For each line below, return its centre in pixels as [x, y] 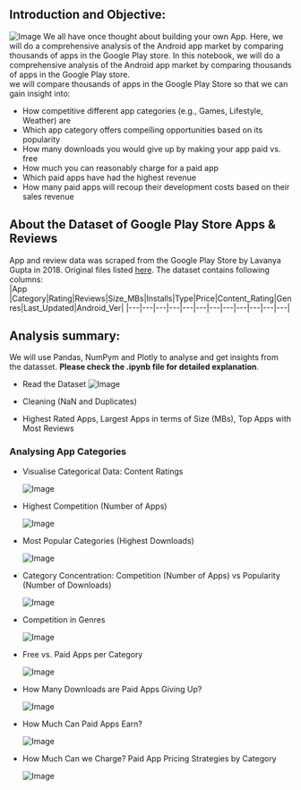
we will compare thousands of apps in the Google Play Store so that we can [149, 83]
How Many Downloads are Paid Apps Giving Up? [112, 689]
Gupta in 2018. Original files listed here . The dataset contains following [140, 270]
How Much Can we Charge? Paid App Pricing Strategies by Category [149, 758]
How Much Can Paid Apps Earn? [82, 724]
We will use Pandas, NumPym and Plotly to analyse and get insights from [144, 357]
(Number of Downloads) [67, 585]
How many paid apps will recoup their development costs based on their [156, 186]
